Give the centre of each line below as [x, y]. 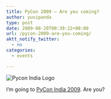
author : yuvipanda [29, 17]
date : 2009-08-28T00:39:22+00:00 [47, 28]
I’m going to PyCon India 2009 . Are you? [56, 89]
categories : [21, 50]
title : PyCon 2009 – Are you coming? [53, 12]
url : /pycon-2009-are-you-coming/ [49, 34]
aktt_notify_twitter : [33, 39]
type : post [20, 23]
